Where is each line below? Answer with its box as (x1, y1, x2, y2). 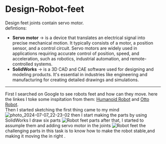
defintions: (5, 25, 27, 31)
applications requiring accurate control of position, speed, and (12, 50, 139, 56)
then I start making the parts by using (71, 112, 147, 118)
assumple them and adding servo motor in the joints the (5, 122, 146, 128)
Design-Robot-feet (5, 3, 84, 15)
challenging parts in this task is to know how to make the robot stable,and (5, 128, 155, 134)
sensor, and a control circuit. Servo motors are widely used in (12, 45, 137, 51)
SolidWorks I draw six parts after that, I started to (5, 117, 144, 123)
